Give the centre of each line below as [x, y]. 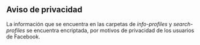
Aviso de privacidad [44, 10]
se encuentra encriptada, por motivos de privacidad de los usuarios [110, 30]
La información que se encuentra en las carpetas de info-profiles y [89, 24]
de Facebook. [23, 36]
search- [183, 24]
